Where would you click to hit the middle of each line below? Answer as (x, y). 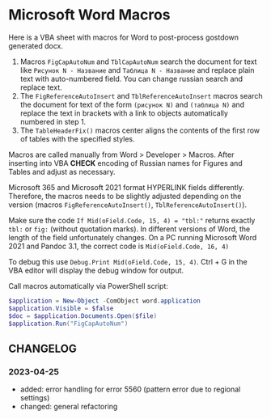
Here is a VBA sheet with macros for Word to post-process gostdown (124, 37)
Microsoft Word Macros (90, 15)
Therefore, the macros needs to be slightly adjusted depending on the (125, 196)
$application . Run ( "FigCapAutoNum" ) (68, 324)
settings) (35, 398)
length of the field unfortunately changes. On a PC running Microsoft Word (133, 237)
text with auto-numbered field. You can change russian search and (131, 78)
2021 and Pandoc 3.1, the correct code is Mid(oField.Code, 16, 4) (119, 246)
